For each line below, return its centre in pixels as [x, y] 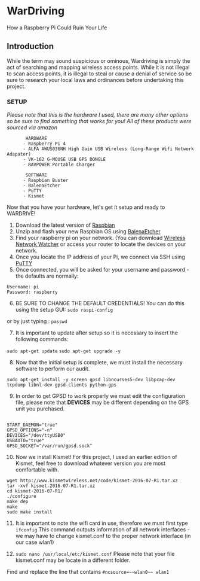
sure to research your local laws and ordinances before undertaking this [95, 80]
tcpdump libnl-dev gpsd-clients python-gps [62, 385]
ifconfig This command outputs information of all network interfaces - [103, 530]
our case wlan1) [35, 542]
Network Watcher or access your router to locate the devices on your [101, 244]
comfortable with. [37, 470]
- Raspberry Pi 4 [44, 144]
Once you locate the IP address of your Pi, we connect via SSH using [100, 257]
